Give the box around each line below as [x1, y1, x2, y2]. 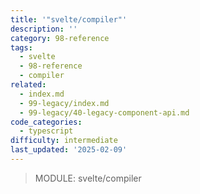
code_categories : [10, 117, 83, 127]
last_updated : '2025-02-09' [10, 145, 128, 155]
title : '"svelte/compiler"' [10, 14, 128, 25]
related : [10, 80, 47, 90]
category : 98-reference [10, 33, 110, 43]
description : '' [10, 24, 78, 34]
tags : [10, 42, 33, 53]
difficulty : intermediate [10, 136, 118, 146]
